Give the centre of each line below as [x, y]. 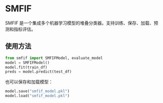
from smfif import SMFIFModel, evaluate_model [54, 58]
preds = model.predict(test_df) [38, 72]
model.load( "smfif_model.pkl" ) [37, 96]
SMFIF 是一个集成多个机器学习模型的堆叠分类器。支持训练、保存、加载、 [80, 23]
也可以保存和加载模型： [29, 82]
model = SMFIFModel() [27, 62]
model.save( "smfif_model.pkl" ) [37, 91]
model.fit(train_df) [27, 67]
